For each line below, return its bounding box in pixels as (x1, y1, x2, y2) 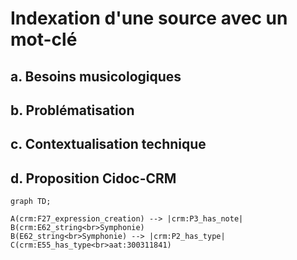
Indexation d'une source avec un (10, 7, 288, 30)
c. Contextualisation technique (10, 136, 207, 153)
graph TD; (10, 197, 52, 207)
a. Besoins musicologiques (10, 68, 182, 85)
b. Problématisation (10, 102, 135, 119)
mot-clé (10, 28, 78, 51)
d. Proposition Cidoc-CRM (10, 170, 177, 187)
